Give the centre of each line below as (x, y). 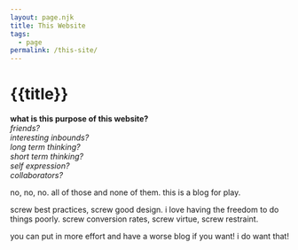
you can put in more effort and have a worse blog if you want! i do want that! (149, 237)
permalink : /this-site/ (54, 51)
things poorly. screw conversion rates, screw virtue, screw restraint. (134, 219)
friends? (25, 129)
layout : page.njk (42, 17)
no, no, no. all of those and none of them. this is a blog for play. (125, 192)
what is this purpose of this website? (79, 119)
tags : (20, 34)
